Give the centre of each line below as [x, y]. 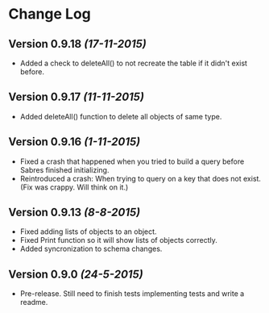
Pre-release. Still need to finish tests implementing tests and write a [132, 294]
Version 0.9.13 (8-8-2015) [74, 213]
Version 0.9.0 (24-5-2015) [76, 274]
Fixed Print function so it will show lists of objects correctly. [118, 240]
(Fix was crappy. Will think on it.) [74, 187]
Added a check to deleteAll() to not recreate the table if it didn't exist [134, 63]
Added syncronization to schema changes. [91, 249]
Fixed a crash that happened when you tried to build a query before [132, 161]
